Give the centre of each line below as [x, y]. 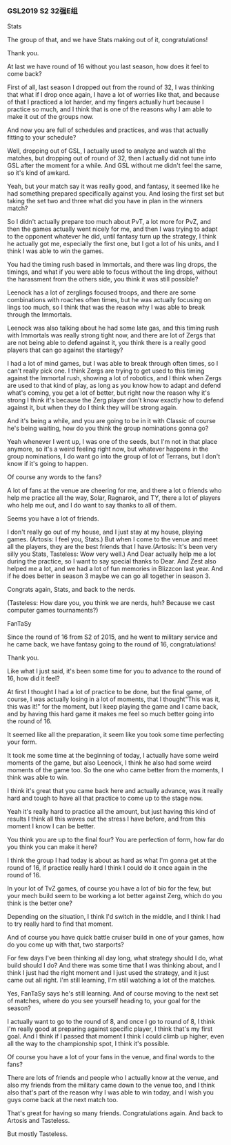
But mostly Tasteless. [38, 1134]
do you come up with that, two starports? [66, 944]
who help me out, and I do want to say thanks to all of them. [92, 505]
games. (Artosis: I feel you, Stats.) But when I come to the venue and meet [113, 539]
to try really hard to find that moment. [60, 924]
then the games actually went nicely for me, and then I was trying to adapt [113, 229]
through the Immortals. [40, 315]
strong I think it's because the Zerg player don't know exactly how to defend [115, 400]
